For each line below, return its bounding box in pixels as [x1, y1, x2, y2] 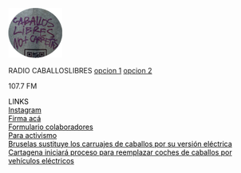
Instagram [8, 105, 41, 115]
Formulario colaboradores [8, 122, 93, 132]
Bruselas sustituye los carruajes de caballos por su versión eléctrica [8, 140, 233, 148]
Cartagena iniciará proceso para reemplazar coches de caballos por [8, 147, 233, 157]
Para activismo [8, 131, 57, 140]
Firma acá [8, 114, 41, 123]
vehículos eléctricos [8, 156, 74, 165]
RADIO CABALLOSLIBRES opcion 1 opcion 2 [8, 66, 153, 75]
